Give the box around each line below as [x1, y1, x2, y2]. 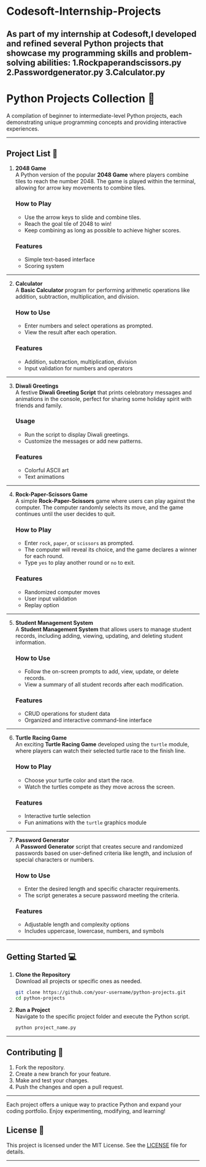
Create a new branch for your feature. [15, 1070, 112, 1077]
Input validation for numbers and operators [24, 364, 133, 372]
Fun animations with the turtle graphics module [24, 819, 147, 826]
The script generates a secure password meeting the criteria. [24, 892, 180, 899]
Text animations [24, 473, 65, 481]
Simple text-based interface [24, 256, 95, 263]
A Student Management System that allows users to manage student [15, 626, 192, 633]
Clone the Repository [15, 971, 71, 979]
